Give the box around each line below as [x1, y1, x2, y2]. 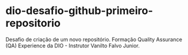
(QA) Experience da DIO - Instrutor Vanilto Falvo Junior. [5, 42, 140, 49]
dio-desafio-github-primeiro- [5, 4, 153, 18]
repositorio [5, 16, 61, 30]
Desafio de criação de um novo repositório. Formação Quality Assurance [5, 36, 183, 43]
